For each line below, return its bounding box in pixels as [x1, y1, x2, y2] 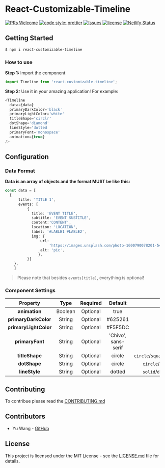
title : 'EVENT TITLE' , [31, 211, 78, 216]
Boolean [56, 308, 76, 315]
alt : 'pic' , [40, 248, 65, 252]
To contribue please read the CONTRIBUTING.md [5, 398, 106, 404]
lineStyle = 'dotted [9, 125, 48, 130]
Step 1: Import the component [5, 70, 66, 76]
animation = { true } [9, 134, 45, 139]
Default [109, 300, 127, 307]
